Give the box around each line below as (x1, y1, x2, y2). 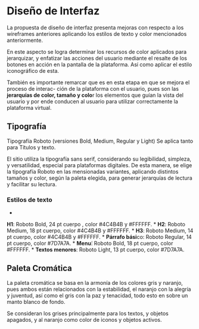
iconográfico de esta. (7, 67, 59, 74)
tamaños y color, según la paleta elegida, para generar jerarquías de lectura (7, 174, 192, 182)
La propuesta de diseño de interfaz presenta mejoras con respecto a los (7, 24, 184, 31)
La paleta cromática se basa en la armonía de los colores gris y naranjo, (7, 279, 184, 286)
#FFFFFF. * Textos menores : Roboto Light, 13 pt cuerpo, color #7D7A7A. (7, 246, 185, 253)
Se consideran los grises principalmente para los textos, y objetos (7, 309, 169, 317)
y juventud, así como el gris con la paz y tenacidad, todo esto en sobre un (7, 291, 188, 299)
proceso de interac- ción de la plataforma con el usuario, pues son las (7, 85, 179, 92)
